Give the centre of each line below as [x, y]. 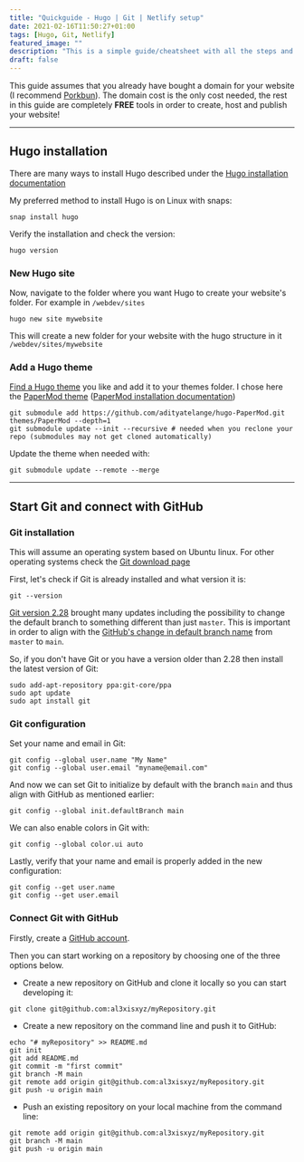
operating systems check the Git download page [100, 562]
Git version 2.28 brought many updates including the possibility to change [147, 613]
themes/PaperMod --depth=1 [60, 421]
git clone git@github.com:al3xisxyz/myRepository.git [113, 1009]
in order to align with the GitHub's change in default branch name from [141, 632]
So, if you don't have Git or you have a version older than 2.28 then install [146, 659]
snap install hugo [44, 217]
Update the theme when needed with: [80, 454]
